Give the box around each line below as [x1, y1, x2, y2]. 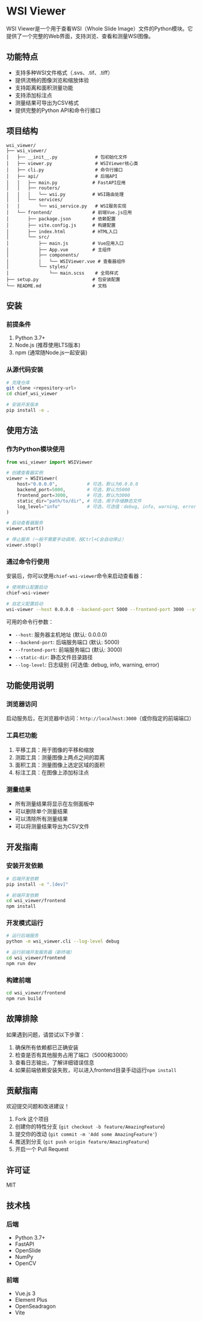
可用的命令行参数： [6, 618, 54, 625]
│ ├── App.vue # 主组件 [6, 246, 112, 253]
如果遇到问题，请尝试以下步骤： [6, 1031, 85, 1038]
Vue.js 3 [14, 1290, 36, 1297]
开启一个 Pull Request [14, 1146, 69, 1153]
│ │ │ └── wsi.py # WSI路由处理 [6, 191, 124, 197]
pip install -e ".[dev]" [6, 881, 69, 887]
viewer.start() [6, 526, 44, 532]
